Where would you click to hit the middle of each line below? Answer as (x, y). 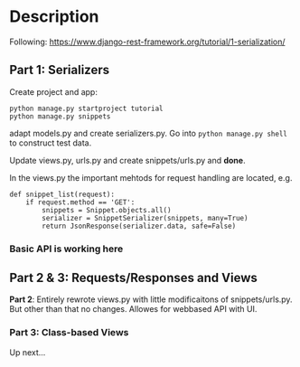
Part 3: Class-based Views (69, 333)
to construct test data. (51, 143)
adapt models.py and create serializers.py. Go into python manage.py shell (148, 133)
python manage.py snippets (60, 116)
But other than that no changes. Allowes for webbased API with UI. (133, 309)
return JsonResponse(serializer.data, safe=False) (139, 226)
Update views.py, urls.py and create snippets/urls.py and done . (127, 160)
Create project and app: (53, 91)
